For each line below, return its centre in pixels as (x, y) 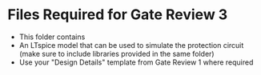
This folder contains (52, 37)
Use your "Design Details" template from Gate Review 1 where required (136, 62)
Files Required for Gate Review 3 (118, 15)
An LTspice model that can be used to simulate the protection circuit (131, 45)
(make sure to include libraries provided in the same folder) (116, 53)
